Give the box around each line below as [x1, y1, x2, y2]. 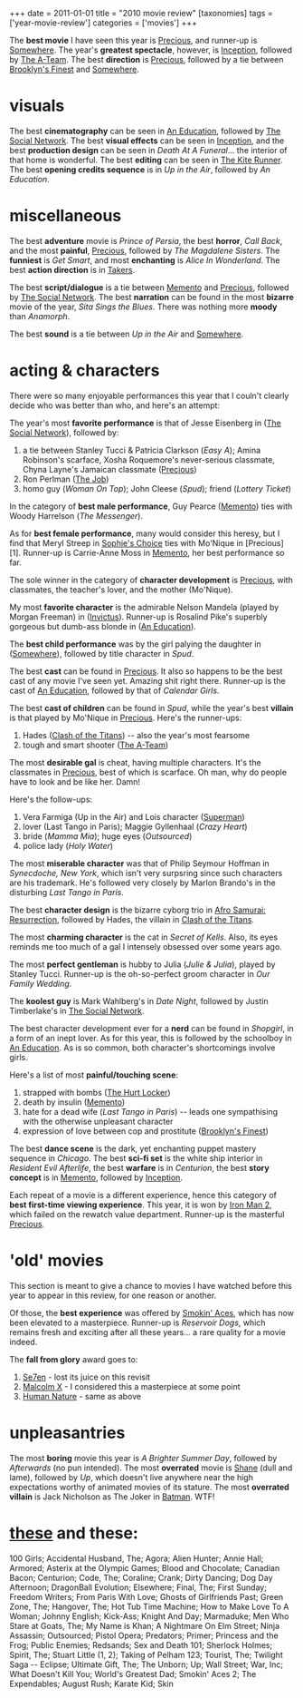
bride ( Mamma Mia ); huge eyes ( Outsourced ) [22, 830, 193, 842]
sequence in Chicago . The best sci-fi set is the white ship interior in [9, 1152, 263, 1164]
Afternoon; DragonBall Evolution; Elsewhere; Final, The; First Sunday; [9, 1582, 267, 1593]
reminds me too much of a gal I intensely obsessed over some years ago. [9, 941, 282, 951]
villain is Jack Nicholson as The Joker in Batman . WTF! [9, 1491, 215, 1502]
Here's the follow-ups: [9, 794, 93, 805]
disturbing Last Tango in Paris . [9, 886, 124, 897]
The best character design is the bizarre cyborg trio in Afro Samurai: [9, 904, 267, 915]
